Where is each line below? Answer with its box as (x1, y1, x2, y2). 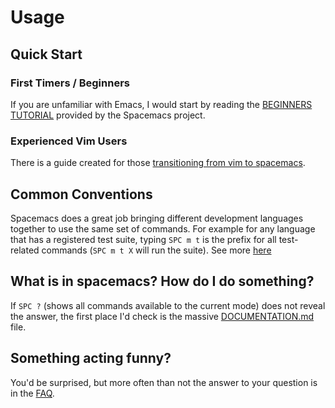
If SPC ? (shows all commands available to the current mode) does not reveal (10, 299, 326, 311)
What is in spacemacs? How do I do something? (10, 273, 315, 290)
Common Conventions (10, 186, 153, 203)
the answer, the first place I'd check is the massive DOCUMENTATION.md (10, 310, 315, 322)
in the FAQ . (10, 387, 55, 399)
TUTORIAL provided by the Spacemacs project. (10, 109, 206, 121)
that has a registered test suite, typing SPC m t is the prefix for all (10, 233, 277, 245)
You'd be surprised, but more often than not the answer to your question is (10, 376, 318, 388)
